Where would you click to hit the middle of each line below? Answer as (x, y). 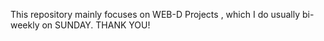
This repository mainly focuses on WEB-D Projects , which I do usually (155, 14)
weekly (25, 25)
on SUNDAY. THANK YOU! (96, 25)
